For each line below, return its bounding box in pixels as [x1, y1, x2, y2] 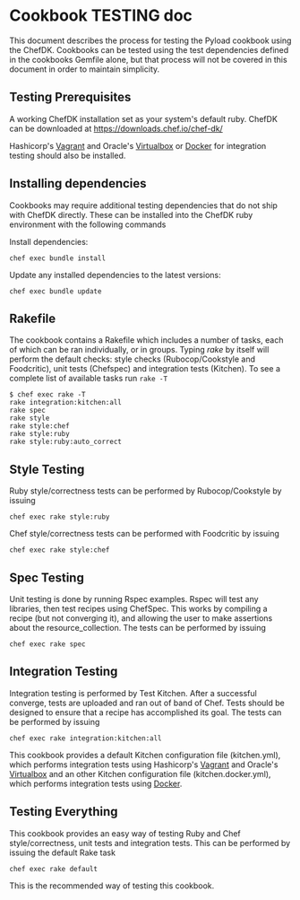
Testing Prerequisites [9, 90, 132, 105]
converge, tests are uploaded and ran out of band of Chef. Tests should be [9, 697, 285, 708]
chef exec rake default [9, 864, 99, 873]
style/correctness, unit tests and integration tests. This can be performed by [9, 837, 291, 848]
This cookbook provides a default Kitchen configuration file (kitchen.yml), [9, 749, 281, 760]
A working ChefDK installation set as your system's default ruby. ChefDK [9, 113, 278, 124]
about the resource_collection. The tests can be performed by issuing [9, 623, 267, 633]
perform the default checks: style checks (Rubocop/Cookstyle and [9, 354, 256, 364]
